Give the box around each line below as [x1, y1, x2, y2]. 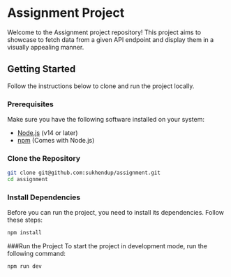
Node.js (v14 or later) [17, 129, 78, 137]
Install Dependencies [7, 192, 81, 202]
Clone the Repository [7, 153, 81, 163]
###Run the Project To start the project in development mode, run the [7, 242, 208, 250]
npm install [7, 229, 42, 236]
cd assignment [7, 176, 49, 183]
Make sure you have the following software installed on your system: [7, 115, 204, 124]
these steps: [7, 215, 43, 225]
